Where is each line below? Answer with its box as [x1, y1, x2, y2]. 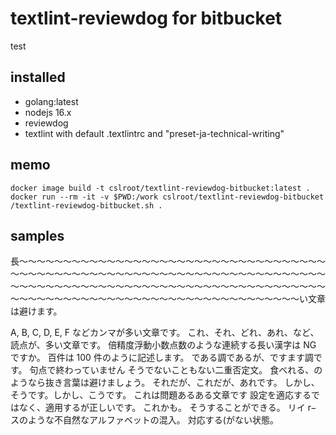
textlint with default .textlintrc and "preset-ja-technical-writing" [24, 127, 285, 139]
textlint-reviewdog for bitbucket [10, 7, 283, 30]
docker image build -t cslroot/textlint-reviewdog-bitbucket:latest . [10, 183, 311, 193]
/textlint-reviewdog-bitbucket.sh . [10, 200, 163, 211]
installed [10, 69, 66, 86]
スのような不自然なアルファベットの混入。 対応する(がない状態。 [10, 414, 279, 426]
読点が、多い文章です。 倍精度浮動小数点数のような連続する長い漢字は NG [10, 339, 317, 351]
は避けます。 [10, 305, 63, 317]
